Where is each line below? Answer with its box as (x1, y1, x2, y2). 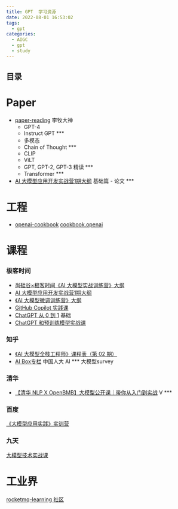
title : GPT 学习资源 (6, 8, 57, 15)
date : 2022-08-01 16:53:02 (6, 14, 73, 20)
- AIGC (11, 37, 28, 43)
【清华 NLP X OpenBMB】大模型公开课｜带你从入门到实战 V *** (14, 389, 172, 396)
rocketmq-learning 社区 (6, 496, 65, 503)
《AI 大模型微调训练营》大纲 (14, 297, 82, 304)
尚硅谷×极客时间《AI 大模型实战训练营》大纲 (14, 282, 125, 289)
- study (11, 48, 31, 54)
